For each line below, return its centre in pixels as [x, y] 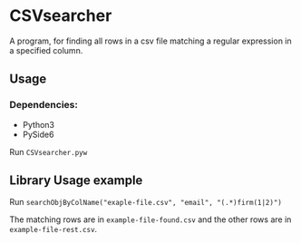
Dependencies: [44, 105]
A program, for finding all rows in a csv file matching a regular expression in [150, 41]
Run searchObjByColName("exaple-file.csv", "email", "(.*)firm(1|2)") [146, 202]
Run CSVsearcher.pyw [49, 151]
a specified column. [46, 50]
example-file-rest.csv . [53, 229]
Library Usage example [76, 181]
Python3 [38, 124]
